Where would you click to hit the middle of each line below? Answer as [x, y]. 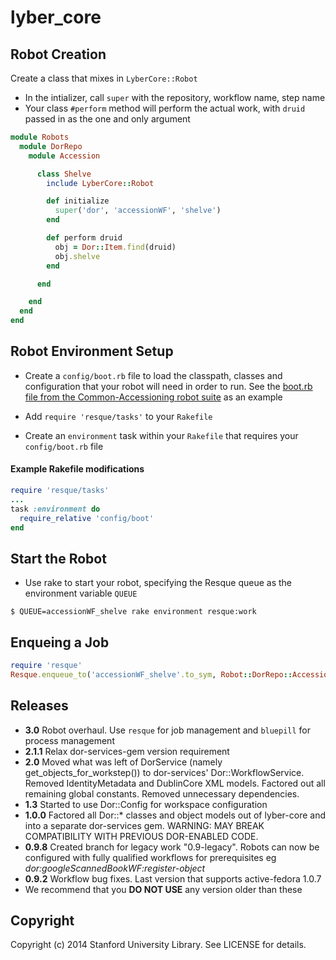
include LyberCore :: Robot [100, 183]
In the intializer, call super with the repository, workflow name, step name [175, 97]
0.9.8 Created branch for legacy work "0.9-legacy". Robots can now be [172, 847]
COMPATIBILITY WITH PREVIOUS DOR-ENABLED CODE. [141, 836]
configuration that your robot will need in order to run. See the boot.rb [168, 386]
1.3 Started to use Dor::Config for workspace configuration [146, 804]
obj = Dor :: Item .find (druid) [115, 247]
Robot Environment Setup [92, 351]
